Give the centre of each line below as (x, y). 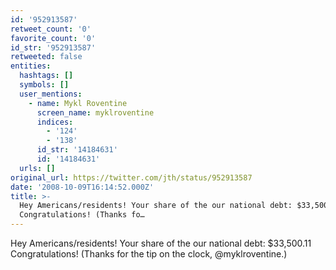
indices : (55, 122)
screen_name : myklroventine (95, 112)
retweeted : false (46, 57)
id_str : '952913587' (53, 47)
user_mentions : (51, 94)
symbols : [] (44, 85)
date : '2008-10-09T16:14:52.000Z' (82, 187)
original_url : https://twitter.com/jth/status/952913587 (131, 177)
